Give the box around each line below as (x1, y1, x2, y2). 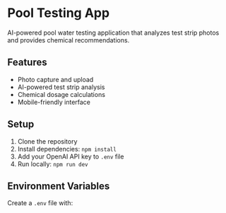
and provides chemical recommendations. (7, 35, 130, 44)
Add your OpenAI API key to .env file (17, 152, 124, 161)
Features (7, 57, 47, 69)
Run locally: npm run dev (17, 159, 88, 168)
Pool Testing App (7, 5, 110, 21)
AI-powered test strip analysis (17, 83, 105, 91)
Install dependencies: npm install (17, 144, 117, 153)
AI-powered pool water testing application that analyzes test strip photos (7, 28, 220, 37)
